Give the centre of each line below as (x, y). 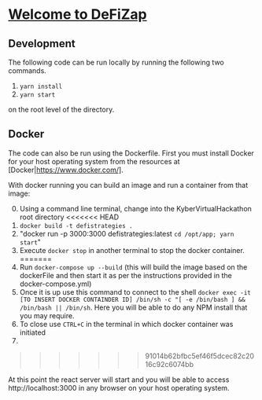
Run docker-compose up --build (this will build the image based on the (133, 267)
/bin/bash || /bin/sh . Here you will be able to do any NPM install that (133, 307)
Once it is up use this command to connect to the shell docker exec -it (135, 292)
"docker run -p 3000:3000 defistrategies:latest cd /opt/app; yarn (127, 233)
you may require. (47, 315)
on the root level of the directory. (61, 109)
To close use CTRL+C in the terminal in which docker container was (126, 324)
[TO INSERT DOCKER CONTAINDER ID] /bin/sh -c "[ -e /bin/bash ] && (132, 299)
